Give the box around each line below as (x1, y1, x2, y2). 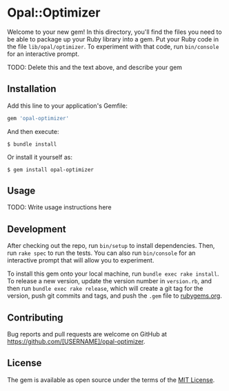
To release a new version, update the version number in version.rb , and (7, 277, 212, 285)
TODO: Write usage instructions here (7, 203, 112, 211)
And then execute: (7, 127, 59, 135)
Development (7, 223, 67, 235)
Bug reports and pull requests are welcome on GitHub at (7, 330, 168, 338)
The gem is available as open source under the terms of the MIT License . (7, 375, 215, 384)
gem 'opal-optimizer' (7, 115, 70, 122)
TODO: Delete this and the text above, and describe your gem (7, 63, 183, 71)
